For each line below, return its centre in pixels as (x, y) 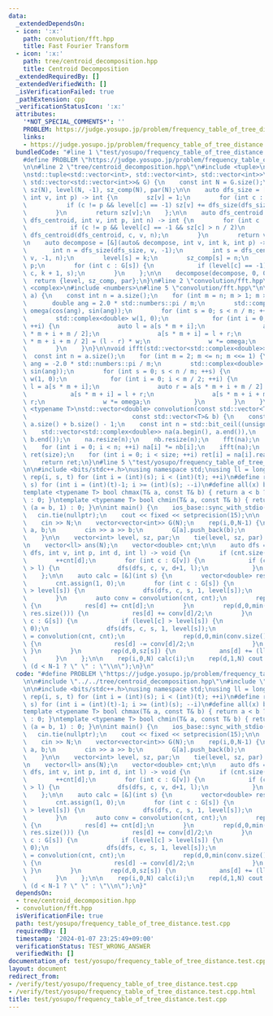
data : (17, 16)
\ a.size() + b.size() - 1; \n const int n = (105, 425)
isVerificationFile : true (60, 916)
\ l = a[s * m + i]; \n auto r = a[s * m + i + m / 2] (143, 386)
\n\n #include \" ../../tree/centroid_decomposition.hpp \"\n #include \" (145, 681)
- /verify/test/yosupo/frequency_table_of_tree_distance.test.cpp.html (132, 992)
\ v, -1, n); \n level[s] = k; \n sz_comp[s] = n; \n (136, 258)
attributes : (36, 115)
